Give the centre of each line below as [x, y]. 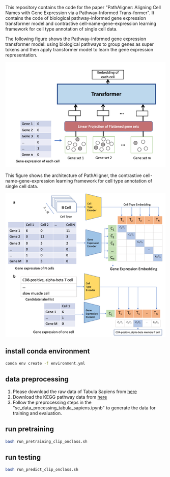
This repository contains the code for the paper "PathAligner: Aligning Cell [83, 7]
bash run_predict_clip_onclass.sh [42, 470]
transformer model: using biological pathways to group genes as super [80, 44]
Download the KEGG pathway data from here [60, 397]
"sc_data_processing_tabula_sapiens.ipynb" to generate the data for [84, 408]
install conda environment [48, 351]
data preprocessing [37, 379]
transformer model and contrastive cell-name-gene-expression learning [81, 23]
